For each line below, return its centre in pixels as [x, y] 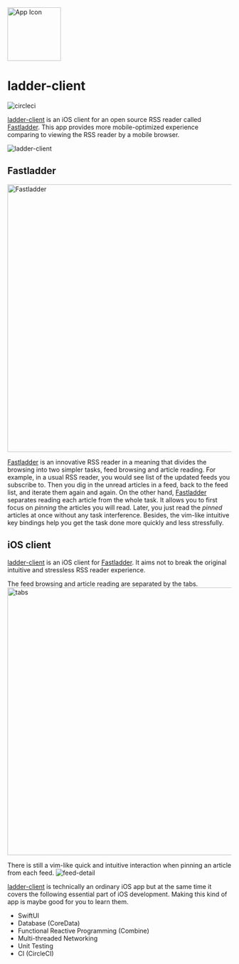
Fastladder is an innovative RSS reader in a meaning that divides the [107, 462]
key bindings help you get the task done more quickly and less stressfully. [116, 522]
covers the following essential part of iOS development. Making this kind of [117, 894]
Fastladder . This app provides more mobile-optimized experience [103, 127]
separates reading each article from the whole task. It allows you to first [113, 499]
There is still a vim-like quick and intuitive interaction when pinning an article [119, 865]
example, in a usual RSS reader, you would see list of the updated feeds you [118, 477]
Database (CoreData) [49, 923]
